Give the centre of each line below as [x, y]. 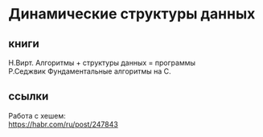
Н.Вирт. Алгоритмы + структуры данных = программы [102, 62]
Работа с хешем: [37, 115]
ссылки [29, 97]
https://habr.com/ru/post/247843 [63, 124]
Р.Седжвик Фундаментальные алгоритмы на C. [90, 71]
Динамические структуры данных [132, 14]
